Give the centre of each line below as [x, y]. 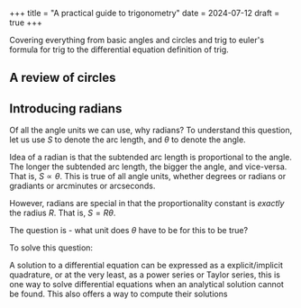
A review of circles [63, 78]
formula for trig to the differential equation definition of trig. [119, 50]
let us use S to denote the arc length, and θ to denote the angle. [128, 140]
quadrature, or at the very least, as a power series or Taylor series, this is [145, 275]
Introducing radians [66, 109]
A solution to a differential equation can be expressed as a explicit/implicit [146, 266]
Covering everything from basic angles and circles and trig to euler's [137, 40]
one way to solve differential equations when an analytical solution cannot [146, 285]
